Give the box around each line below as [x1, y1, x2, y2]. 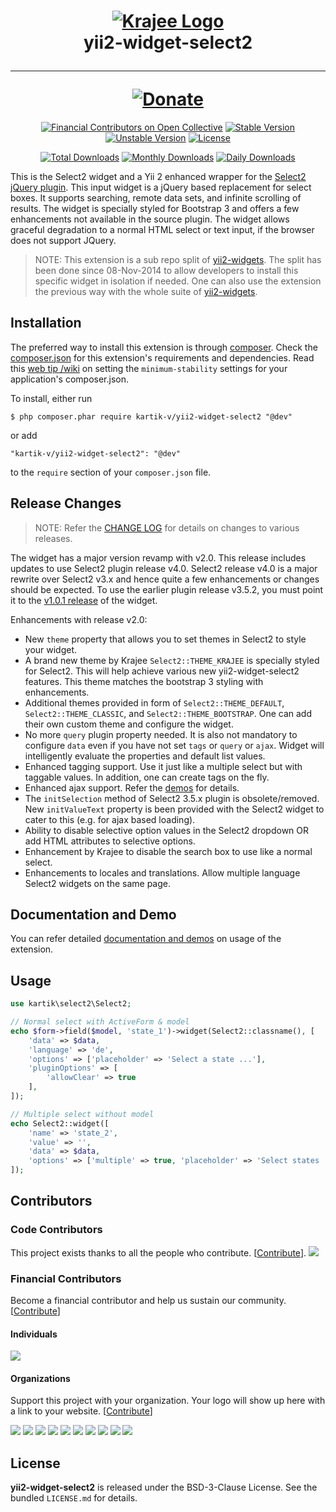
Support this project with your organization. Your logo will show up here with [10, 1395, 326, 1407]
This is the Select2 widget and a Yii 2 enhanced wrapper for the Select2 [10, 170, 307, 182]
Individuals [10, 1328, 58, 1340]
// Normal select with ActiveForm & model [10, 1017, 190, 1027]
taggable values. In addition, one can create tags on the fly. [24, 771, 270, 783]
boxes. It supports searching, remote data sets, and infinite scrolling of [10, 191, 302, 204]
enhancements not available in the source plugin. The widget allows [10, 213, 290, 225]
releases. [34, 532, 73, 544]
